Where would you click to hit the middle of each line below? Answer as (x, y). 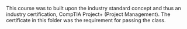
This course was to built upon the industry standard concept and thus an (93, 8)
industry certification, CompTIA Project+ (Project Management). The (88, 14)
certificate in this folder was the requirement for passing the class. (86, 20)
